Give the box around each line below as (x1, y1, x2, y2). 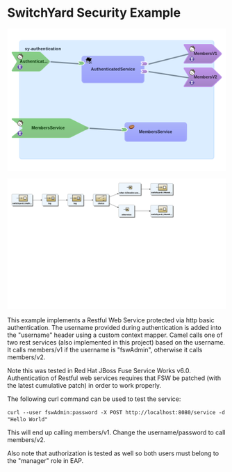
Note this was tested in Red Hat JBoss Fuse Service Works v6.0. (7, 366, 191, 375)
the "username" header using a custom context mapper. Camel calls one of (7, 331, 223, 339)
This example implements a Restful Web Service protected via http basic (7, 315, 215, 324)
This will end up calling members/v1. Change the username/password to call (7, 428, 226, 436)
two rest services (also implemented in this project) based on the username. (7, 338, 226, 346)
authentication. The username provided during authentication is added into (7, 323, 222, 331)
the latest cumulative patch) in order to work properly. (7, 381, 162, 389)
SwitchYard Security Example (7, 5, 181, 21)
